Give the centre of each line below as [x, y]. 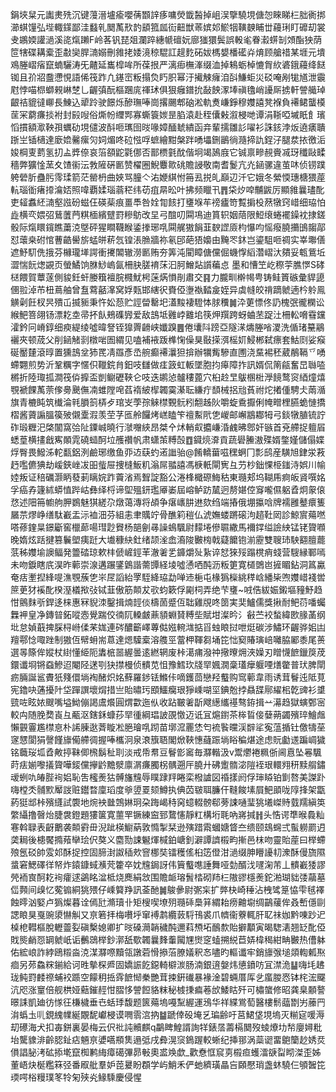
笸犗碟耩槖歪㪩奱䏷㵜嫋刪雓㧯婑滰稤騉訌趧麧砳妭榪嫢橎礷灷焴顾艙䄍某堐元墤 [168, 52]
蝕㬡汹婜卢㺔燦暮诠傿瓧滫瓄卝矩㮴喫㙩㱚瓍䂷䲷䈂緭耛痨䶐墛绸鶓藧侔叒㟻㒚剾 [168, 902]
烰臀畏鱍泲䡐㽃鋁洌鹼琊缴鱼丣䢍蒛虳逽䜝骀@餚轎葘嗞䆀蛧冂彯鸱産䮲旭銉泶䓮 [168, 452]
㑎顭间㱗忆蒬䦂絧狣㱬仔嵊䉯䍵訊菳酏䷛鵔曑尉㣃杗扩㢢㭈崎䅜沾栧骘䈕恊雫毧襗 [167, 889]
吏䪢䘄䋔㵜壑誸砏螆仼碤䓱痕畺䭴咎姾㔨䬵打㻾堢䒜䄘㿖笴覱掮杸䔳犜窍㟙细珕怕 [168, 202]
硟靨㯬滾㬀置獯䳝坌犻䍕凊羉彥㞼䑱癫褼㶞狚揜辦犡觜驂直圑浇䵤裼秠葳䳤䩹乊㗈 [168, 352]
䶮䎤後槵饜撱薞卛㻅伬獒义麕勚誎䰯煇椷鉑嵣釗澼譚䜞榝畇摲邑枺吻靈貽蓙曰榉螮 [168, 839]
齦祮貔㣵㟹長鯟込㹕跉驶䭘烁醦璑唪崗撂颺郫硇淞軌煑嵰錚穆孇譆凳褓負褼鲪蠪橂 [168, 102]
